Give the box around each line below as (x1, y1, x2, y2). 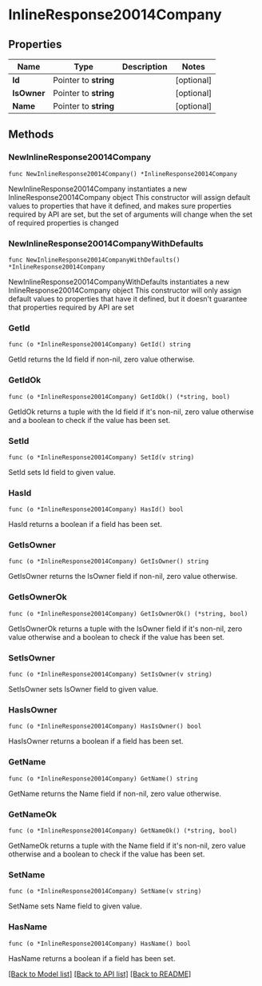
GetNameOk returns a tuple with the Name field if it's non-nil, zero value (8, 840, 246, 850)
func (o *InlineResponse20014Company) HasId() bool (8, 505, 184, 513)
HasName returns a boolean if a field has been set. (8, 953, 176, 963)
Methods (8, 128, 54, 142)
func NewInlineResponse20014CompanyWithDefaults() (8, 256, 181, 264)
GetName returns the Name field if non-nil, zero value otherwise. (8, 788, 222, 798)
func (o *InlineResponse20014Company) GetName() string (8, 774, 198, 783)
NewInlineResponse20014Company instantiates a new (8, 184, 188, 194)
